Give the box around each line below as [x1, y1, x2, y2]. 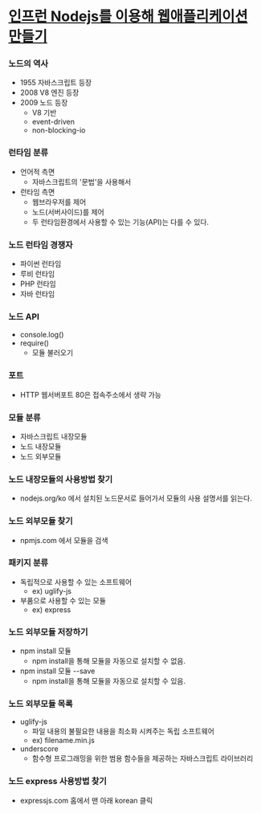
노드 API [8, 311, 40, 322]
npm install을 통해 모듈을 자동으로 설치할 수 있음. [31, 676, 186, 686]
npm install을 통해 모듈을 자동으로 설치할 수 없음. [31, 656, 186, 666]
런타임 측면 [19, 186, 55, 197]
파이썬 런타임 [19, 259, 62, 269]
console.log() [19, 330, 64, 340]
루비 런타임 [19, 269, 55, 279]
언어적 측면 [19, 166, 55, 177]
